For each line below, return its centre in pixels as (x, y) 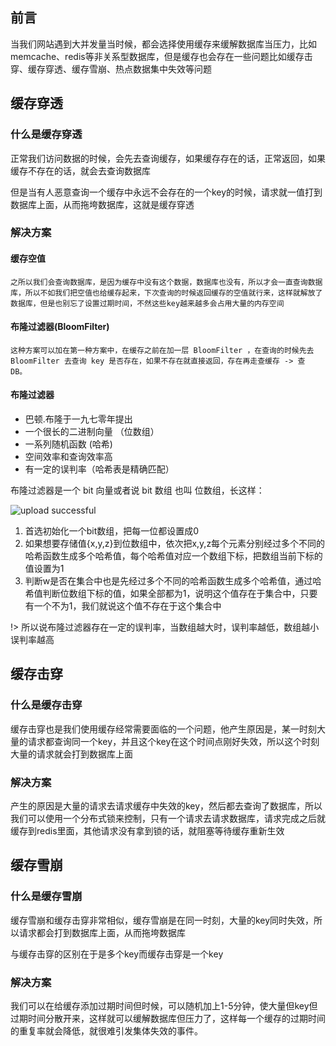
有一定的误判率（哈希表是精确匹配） (99, 469)
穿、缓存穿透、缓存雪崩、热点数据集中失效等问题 (111, 69)
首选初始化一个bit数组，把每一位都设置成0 (112, 531)
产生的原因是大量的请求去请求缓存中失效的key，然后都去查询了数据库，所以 (166, 806)
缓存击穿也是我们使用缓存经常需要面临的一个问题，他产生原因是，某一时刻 (163, 729)
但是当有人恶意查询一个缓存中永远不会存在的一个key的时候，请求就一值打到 (166, 192)
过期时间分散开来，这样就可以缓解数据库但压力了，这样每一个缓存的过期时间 (168, 1018)
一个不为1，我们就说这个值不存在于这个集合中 (127, 606)
